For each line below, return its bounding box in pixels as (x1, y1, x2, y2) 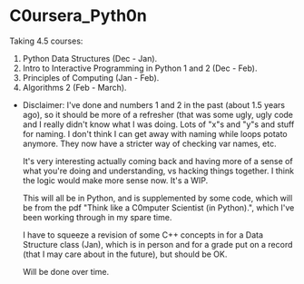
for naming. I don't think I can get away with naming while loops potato (22, 128, 288, 139)
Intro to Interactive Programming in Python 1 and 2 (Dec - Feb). (22, 63, 258, 73)
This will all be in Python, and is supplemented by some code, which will (22, 192, 293, 203)
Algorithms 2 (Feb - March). (22, 82, 127, 93)
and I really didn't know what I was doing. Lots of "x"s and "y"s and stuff (22, 119, 295, 130)
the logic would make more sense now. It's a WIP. (22, 174, 209, 186)
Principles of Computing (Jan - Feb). (22, 72, 160, 83)
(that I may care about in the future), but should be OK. (22, 249, 228, 260)
